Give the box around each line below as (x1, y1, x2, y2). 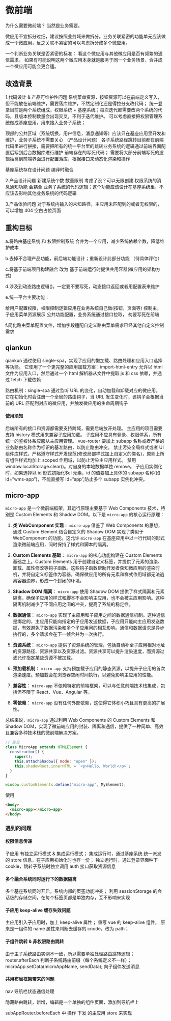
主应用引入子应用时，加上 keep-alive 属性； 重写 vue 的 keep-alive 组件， (5, 919, 160, 925)
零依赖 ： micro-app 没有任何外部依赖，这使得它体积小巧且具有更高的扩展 (12, 700, 165, 706)
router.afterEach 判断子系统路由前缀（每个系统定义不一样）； (5, 957, 132, 963)
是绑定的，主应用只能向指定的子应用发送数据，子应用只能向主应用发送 (12, 618, 160, 625)
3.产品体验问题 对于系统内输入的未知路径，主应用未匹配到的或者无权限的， (5, 201, 162, 207)
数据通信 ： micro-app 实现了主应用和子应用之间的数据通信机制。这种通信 (12, 612, 165, 618)
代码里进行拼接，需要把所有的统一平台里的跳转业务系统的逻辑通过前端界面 (5, 143, 161, 149)
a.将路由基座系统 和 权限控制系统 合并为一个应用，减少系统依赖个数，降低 (5, 238, 160, 244)
